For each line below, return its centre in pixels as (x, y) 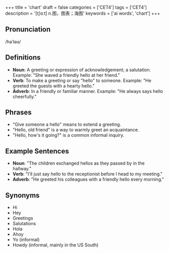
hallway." (22, 169)
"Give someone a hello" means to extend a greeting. (67, 124)
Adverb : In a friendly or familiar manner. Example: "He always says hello (88, 91)
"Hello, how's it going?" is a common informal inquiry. (68, 135)
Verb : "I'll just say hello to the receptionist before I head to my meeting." (88, 174)
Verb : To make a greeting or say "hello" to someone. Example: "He (82, 80)
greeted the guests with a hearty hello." (53, 86)
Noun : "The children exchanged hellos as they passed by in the (78, 163)
